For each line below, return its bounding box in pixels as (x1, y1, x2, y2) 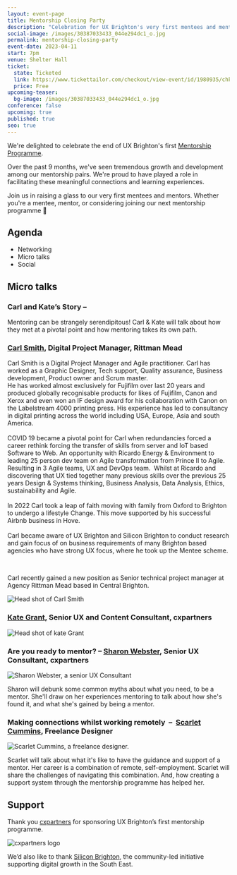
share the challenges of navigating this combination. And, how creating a (7, 771, 220, 780)
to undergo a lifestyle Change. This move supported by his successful (7, 509, 212, 517)
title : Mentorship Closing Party (7, 17, 106, 24)
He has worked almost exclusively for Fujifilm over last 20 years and (7, 382, 205, 390)
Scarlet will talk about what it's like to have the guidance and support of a (7, 756, 221, 764)
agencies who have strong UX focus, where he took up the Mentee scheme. (7, 546, 229, 555)
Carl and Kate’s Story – (7, 301, 87, 311)
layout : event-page (7, 10, 65, 18)
